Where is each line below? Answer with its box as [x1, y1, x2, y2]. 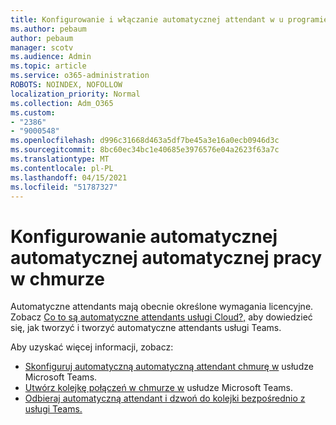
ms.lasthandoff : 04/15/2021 [10, 172, 128, 183]
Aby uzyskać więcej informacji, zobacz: [10, 341, 174, 353]
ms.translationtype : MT [10, 154, 110, 164]
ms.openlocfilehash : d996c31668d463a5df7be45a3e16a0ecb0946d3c [10, 136, 280, 146]
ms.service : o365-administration [10, 71, 150, 81]
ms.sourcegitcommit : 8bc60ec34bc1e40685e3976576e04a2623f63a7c [10, 145, 280, 155]
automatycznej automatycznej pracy [10, 246, 323, 269]
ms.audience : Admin [10, 52, 92, 62]
